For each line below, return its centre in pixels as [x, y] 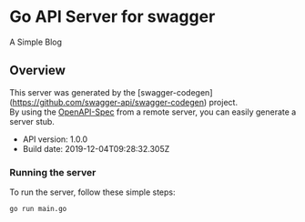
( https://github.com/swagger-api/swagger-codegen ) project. [124, 102]
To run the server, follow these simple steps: [92, 192]
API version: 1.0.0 [55, 139]
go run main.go [38, 209]
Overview [38, 71]
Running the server [53, 172]
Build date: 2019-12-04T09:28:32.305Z [96, 148]
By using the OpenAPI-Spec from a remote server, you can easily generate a [153, 112]
